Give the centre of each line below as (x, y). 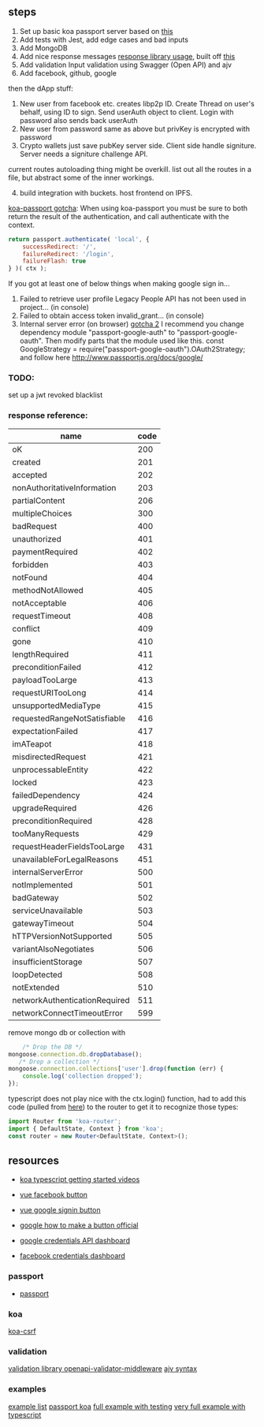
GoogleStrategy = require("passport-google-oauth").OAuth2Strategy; (132, 349)
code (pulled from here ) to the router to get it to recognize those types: (123, 1107)
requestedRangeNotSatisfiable (69, 718)
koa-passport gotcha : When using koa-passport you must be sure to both (128, 208)
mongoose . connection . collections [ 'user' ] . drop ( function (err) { (116, 1069)
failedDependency (46, 795)
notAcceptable (39, 603)
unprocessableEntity (50, 769)
